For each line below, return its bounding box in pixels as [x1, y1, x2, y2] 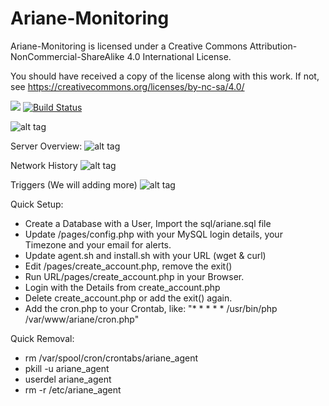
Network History [10, 159, 78, 171]
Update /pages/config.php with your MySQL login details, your [24, 228, 283, 240]
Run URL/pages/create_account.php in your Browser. [24, 270, 245, 282]
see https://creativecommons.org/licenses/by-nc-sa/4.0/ [10, 80, 245, 92]
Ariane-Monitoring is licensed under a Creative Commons [10, 40, 248, 52]
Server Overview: [10, 140, 83, 152]
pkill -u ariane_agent [24, 362, 110, 374]
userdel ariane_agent [24, 373, 112, 385]
